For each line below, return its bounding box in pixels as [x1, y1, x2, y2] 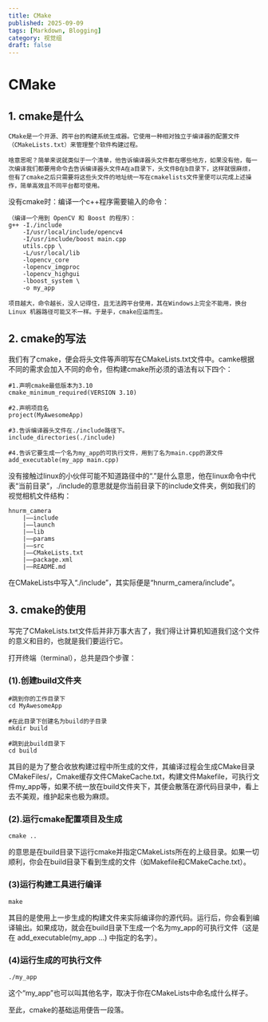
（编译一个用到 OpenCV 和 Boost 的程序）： [8, 215, 137, 223]
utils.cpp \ [22, 243, 62, 251]
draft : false [8, 41, 52, 49]
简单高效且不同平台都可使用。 [19, 182, 104, 190]
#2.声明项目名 [8, 404, 49, 412]
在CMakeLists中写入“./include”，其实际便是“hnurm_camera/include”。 [8, 578, 239, 587]
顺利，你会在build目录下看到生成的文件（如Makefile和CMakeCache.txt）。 [8, 857, 251, 866]
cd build [8, 747, 37, 755]
